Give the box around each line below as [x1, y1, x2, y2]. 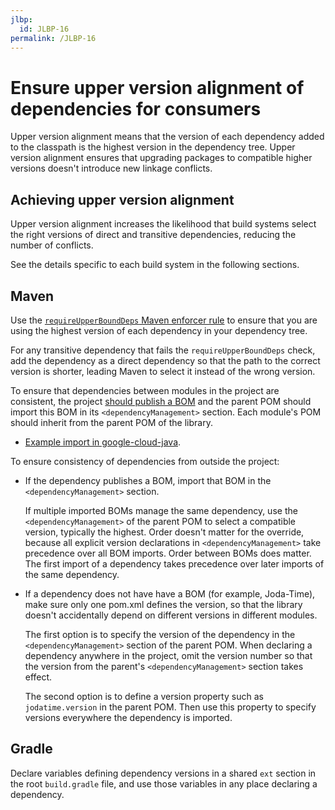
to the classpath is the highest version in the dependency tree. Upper [10, 141, 296, 153]
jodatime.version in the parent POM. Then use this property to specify [24, 701, 317, 713]
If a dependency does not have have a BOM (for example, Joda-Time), [24, 587, 316, 600]
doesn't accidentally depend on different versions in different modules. [24, 609, 318, 621]
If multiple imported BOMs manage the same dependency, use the [24, 504, 298, 516]
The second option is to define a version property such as [24, 690, 264, 702]
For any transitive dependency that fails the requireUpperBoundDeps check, [10, 344, 316, 356]
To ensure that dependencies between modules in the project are [10, 384, 280, 396]
